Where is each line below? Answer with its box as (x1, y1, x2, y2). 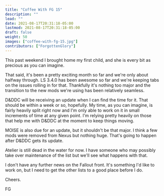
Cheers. (5, 176, 21, 182)
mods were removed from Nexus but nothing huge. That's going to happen (5, 132, 157, 138)
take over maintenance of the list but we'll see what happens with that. (5, 152, 148, 158)
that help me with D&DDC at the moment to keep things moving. (5, 118, 135, 123)
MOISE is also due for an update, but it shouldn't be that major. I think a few (5, 127, 158, 133)
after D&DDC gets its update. (5, 138, 64, 144)
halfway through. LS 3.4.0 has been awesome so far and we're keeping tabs (5, 77, 160, 83)
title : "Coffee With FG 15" (5, 7, 63, 12)
